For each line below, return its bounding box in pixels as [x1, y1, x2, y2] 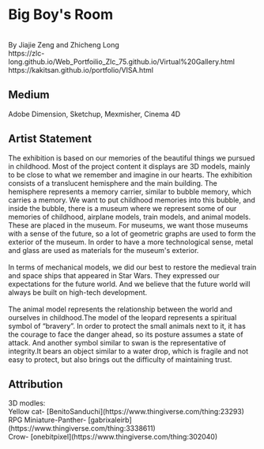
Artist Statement [8, 132, 92, 145]
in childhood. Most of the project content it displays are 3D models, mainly [8, 161, 251, 171]
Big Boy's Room [8, 6, 114, 24]
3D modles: [8, 398, 46, 408]
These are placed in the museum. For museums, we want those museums [8, 220, 249, 230]
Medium [8, 89, 50, 102]
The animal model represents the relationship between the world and [8, 304, 233, 314]
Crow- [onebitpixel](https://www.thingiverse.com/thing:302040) [8, 432, 218, 442]
